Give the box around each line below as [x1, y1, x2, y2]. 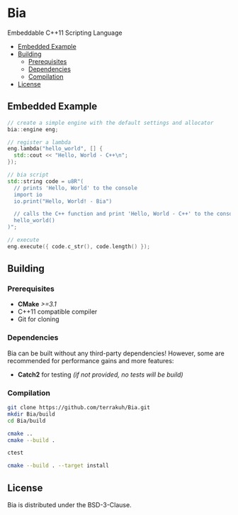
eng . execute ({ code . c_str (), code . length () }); [7, 243, 151, 250]
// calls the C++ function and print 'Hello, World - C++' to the [13, 211, 214, 218]
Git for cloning [17, 315, 59, 323]
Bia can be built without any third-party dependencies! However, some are [7, 349, 225, 358]
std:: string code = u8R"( [7, 177, 84, 185]
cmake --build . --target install [7, 463, 110, 470]
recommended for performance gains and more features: [7, 356, 174, 365]
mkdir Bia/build [7, 410, 55, 418]
